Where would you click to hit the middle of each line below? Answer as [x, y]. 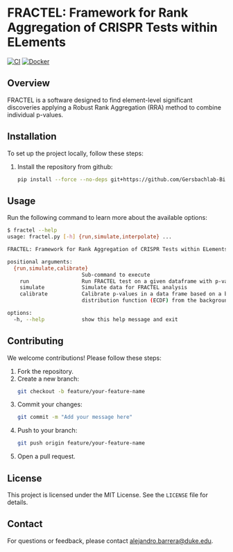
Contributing [35, 341]
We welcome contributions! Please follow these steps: [84, 358]
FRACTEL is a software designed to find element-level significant [100, 100]
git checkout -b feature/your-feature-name [81, 391]
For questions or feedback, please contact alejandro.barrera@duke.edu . [110, 541]
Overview [29, 84]
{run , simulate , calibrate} [51, 268]
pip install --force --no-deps [62, 179]
